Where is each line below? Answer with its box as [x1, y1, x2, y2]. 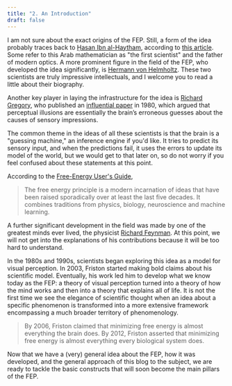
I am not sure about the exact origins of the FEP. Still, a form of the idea [7, 35, 212, 44]
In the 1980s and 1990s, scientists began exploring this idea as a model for [7, 256, 221, 265]
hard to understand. [7, 243, 64, 251]
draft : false [7, 17, 45, 24]
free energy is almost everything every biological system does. [24, 336, 205, 344]
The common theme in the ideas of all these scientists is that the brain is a [7, 129, 220, 137]
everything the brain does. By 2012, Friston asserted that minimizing [24, 329, 220, 337]
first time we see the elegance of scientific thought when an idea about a [7, 293, 217, 302]
